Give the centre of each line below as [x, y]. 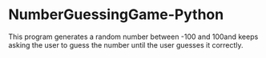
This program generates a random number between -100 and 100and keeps [133, 37]
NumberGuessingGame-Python [116, 15]
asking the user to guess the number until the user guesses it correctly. [126, 44]
